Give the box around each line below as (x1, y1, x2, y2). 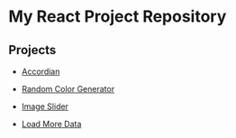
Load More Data (21, 119, 82, 129)
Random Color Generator (21, 84, 114, 94)
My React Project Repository (8, 6, 227, 27)
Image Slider (21, 101, 69, 112)
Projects (8, 42, 57, 58)
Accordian (21, 66, 60, 77)
